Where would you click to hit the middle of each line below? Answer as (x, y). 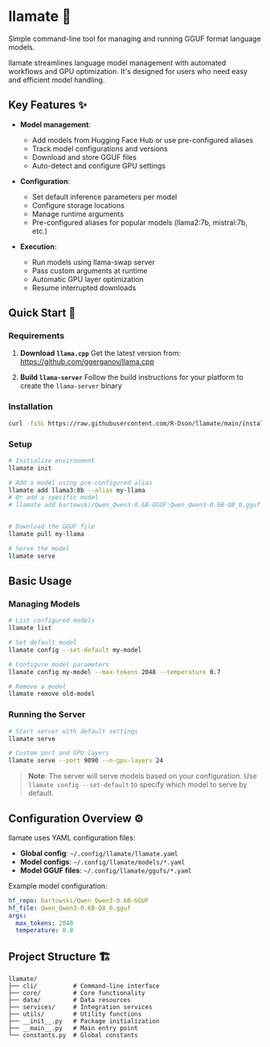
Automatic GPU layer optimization (88, 279)
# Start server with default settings (73, 731)
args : (17, 915)
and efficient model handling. (57, 80)
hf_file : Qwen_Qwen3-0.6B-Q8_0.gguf (70, 908)
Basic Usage (40, 581)
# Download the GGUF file (51, 527)
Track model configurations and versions (100, 149)
